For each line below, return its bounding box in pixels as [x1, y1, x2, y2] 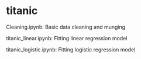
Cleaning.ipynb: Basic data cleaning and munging [6, 23, 126, 30]
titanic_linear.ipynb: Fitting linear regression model [6, 34, 128, 41]
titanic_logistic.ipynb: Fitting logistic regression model [6, 46, 136, 53]
